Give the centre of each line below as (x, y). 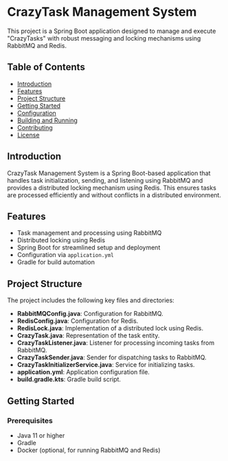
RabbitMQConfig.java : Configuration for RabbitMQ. (90, 314)
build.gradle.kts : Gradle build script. (69, 379)
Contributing (35, 127)
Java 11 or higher (41, 435)
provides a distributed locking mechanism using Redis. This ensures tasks (112, 188)
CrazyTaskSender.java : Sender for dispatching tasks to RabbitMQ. (112, 357)
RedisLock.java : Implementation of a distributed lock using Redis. (110, 328)
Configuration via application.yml (66, 255)
